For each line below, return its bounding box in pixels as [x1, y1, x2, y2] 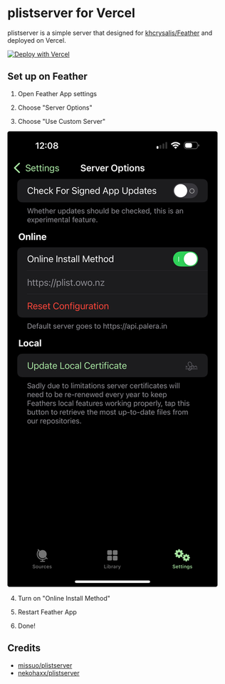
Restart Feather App [17, 607, 77, 616]
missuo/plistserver [17, 661, 73, 670]
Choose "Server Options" [17, 103, 93, 112]
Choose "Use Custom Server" [17, 117, 106, 125]
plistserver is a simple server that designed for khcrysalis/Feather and [7, 28, 213, 37]
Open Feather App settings [17, 89, 98, 98]
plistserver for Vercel [7, 5, 135, 21]
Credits [7, 642, 41, 654]
